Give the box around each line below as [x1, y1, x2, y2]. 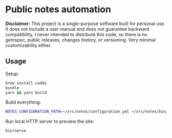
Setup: [5, 71, 19, 77]
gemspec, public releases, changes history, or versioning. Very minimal [5, 37, 156, 43]
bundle [5, 85, 19, 90]
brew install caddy [5, 80, 47, 85]
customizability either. [5, 42, 52, 48]
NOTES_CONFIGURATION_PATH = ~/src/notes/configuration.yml [5, 109, 130, 114]
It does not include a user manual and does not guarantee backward [5, 26, 149, 32]
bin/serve [5, 128, 27, 133]
